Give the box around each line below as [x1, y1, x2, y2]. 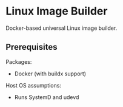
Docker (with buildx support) [14, 70, 86, 77]
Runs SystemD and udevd [14, 93, 79, 101]
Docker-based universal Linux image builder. [5, 24, 118, 32]
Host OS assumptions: [5, 81, 62, 89]
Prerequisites [5, 42, 58, 52]
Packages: [5, 58, 32, 65]
